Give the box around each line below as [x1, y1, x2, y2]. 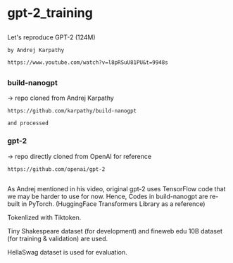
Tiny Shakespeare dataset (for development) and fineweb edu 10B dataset [7, 227, 223, 236]
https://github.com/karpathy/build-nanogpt [7, 108, 137, 115]
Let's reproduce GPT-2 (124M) [7, 33, 96, 41]
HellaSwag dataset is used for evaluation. [7, 248, 128, 257]
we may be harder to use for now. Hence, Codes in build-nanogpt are [7, 192, 208, 201]
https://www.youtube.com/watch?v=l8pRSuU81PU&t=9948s [7, 58, 169, 66]
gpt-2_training [7, 5, 93, 21]
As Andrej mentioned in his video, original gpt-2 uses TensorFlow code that [7, 185, 226, 193]
